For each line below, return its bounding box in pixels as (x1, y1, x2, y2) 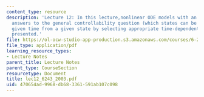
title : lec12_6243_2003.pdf (6, 76, 78, 82)
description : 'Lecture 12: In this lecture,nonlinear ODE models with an (6, 14, 197, 20)
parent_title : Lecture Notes (6, 59, 80, 65)
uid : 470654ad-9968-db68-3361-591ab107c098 (6, 82, 118, 88)
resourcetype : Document (6, 70, 67, 77)
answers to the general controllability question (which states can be (12, 20, 197, 26)
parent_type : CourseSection (6, 64, 78, 71)
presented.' (12, 31, 42, 37)
